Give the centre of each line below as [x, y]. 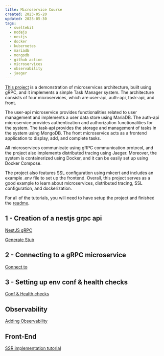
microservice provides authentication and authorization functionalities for [79, 122]
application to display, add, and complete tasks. [53, 138]
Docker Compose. [23, 163]
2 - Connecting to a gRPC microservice [66, 255]
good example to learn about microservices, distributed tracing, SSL [74, 183]
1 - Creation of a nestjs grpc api [54, 218]
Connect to [16, 267]
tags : [11, 23]
